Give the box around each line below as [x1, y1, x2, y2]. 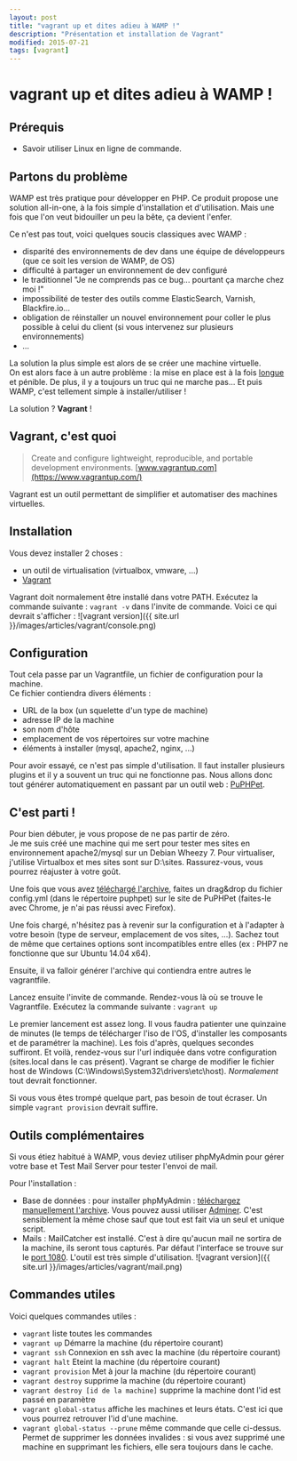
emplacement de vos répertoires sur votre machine [21, 734, 210, 744]
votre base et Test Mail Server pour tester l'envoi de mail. [9, 1161, 219, 1171]
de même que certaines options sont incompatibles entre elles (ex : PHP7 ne [9, 939, 289, 950]
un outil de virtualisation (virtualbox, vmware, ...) [21, 565, 199, 575]
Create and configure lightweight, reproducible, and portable [30, 453, 254, 463]
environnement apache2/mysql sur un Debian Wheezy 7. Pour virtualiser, [9, 847, 276, 858]
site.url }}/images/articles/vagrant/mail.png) [21, 1262, 184, 1272]
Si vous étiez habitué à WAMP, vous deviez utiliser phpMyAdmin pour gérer [9, 1152, 285, 1161]
